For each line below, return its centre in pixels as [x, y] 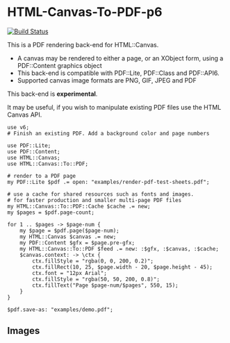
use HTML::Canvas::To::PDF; [48, 164]
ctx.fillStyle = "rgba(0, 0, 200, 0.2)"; [93, 261]
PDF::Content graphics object [59, 65]
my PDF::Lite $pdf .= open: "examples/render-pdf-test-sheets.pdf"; [108, 182]
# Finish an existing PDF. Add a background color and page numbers [108, 133]
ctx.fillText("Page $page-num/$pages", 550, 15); [105, 285]
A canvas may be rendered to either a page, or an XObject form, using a [120, 58]
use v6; [18, 127]
